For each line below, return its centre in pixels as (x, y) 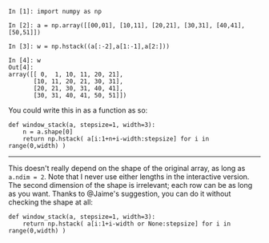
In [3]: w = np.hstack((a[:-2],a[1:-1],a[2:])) (89, 46)
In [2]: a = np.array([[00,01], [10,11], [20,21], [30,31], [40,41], (127, 26)
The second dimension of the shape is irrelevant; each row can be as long (130, 185)
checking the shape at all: (51, 202)
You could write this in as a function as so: (78, 110)
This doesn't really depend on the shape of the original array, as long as (127, 168)
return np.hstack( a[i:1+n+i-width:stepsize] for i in (116, 139)
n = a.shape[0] (48, 132)
